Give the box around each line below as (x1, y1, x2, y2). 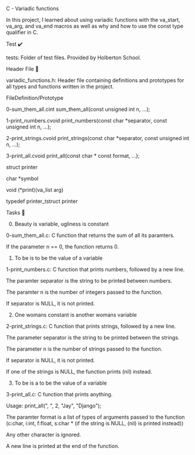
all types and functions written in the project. (6, 83, 114, 90)
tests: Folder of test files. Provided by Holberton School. (6, 54, 142, 61)
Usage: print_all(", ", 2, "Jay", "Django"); (6, 402, 101, 409)
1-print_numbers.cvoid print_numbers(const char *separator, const (6, 117, 167, 124)
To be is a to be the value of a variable (14, 379, 107, 386)
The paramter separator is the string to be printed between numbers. (6, 277, 173, 284)
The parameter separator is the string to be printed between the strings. (6, 334, 180, 341)
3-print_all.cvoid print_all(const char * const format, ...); (6, 152, 140, 159)
